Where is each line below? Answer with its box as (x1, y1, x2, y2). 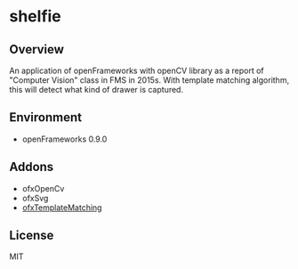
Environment (9, 110, 83, 126)
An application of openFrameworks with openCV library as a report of (9, 65, 264, 76)
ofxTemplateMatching (21, 202, 102, 213)
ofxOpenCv (21, 183, 65, 193)
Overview (9, 42, 65, 57)
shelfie (9, 6, 62, 27)
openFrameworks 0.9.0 (21, 134, 108, 144)
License (9, 228, 54, 243)
